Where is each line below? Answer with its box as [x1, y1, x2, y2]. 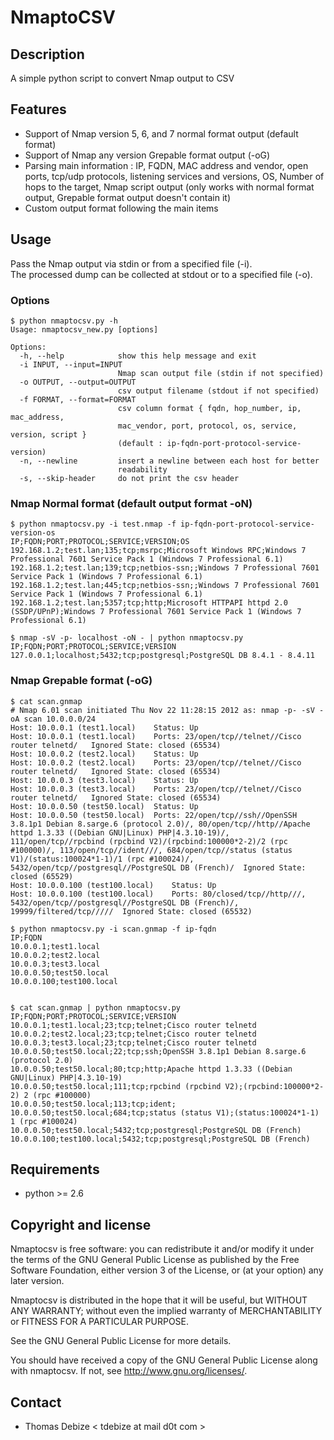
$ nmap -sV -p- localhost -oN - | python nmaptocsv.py [10, 633, 244, 643]
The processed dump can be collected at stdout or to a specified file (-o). [10, 268, 313, 280]
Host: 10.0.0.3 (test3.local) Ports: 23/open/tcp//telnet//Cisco [10, 784, 302, 794]
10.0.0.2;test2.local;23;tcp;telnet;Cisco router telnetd [10, 1029, 257, 1039]
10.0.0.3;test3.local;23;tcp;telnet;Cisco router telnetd [10, 1037, 257, 1048]
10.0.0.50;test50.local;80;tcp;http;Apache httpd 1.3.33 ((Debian [10, 1064, 293, 1074]
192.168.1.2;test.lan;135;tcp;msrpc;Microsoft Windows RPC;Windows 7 [10, 546, 307, 556]
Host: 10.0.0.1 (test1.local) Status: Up [10, 722, 199, 733]
